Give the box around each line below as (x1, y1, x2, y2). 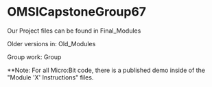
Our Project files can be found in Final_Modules (7, 27, 141, 35)
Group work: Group (7, 52, 62, 61)
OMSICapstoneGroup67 (7, 4, 146, 20)
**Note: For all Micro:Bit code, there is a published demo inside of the (7, 66, 206, 74)
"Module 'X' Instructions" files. (7, 73, 94, 82)
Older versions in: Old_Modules (7, 39, 96, 48)
